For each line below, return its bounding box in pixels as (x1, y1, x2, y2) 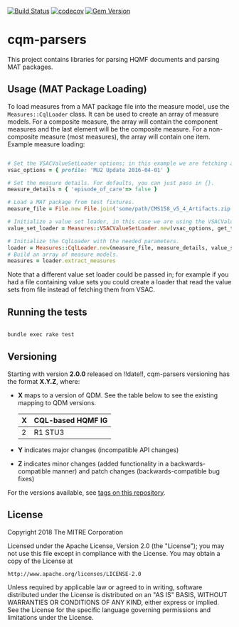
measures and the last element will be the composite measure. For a (7, 124, 208, 133)
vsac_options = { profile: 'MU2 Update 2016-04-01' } (7, 166, 171, 173)
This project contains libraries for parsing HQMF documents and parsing (7, 55, 220, 63)
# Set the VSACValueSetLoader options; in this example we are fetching (7, 160, 228, 167)
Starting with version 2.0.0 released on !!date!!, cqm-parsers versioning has (7, 370, 230, 378)
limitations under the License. (7, 613, 94, 621)
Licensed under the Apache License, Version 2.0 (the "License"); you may (7, 541, 225, 550)
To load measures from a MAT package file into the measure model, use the (7, 102, 230, 110)
